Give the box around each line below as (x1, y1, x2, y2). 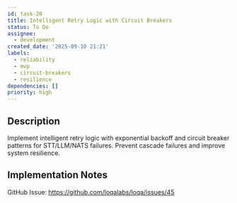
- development (13, 37, 55, 44)
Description (7, 115, 60, 127)
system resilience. (7, 149, 60, 157)
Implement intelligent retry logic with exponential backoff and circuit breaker (7, 133, 230, 142)
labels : (7, 50, 30, 57)
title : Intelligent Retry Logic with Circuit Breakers (7, 17, 173, 24)
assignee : (7, 30, 37, 37)
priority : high (7, 89, 52, 96)
